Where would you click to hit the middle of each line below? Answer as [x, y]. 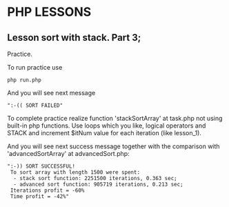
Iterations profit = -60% [47, 190]
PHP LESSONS [49, 12]
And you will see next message [51, 93]
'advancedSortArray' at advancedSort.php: [68, 154]
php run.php [24, 80]
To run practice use [35, 67]
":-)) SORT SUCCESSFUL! [41, 166]
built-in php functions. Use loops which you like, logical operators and [107, 126]
